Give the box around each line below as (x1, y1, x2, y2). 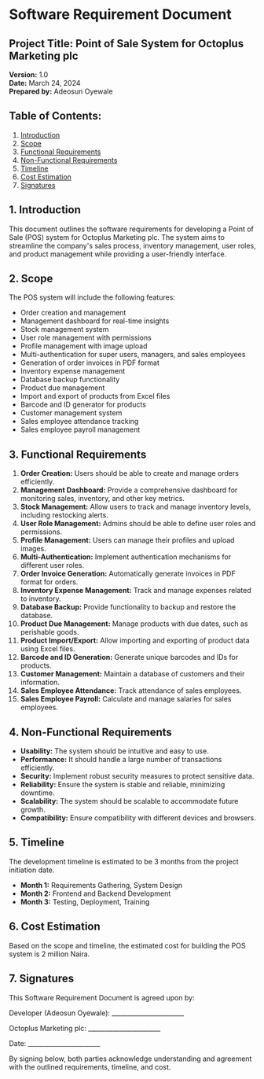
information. (20, 678, 60, 687)
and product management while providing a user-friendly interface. (9, 249, 227, 259)
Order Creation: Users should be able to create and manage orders (20, 469, 239, 478)
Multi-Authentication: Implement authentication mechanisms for (20, 552, 231, 562)
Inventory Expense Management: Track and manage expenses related (20, 586, 252, 595)
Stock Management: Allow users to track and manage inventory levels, (20, 502, 251, 512)
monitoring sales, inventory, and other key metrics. (20, 494, 185, 503)
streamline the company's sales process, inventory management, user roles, (9, 241, 256, 250)
